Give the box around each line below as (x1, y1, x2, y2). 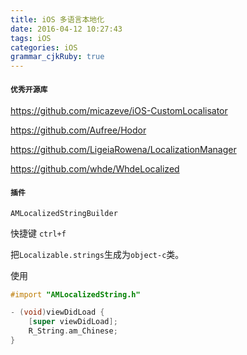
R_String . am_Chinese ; (28, 326, 118, 336)
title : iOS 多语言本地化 (10, 14, 105, 25)
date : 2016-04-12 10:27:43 (10, 24, 123, 34)
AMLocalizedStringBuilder (10, 208, 118, 218)
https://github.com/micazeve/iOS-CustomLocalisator (10, 105, 228, 117)
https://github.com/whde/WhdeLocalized (10, 163, 180, 175)
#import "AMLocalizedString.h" (10, 289, 141, 300)
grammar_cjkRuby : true (10, 52, 105, 62)
